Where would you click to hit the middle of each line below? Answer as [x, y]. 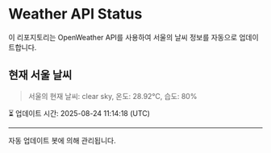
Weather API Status [75, 14]
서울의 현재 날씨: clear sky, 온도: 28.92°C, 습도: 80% [113, 96]
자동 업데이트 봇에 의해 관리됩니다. [62, 140]
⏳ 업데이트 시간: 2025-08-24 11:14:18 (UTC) [79, 113]
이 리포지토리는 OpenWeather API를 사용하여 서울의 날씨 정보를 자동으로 [123, 37]
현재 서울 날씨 [40, 75]
